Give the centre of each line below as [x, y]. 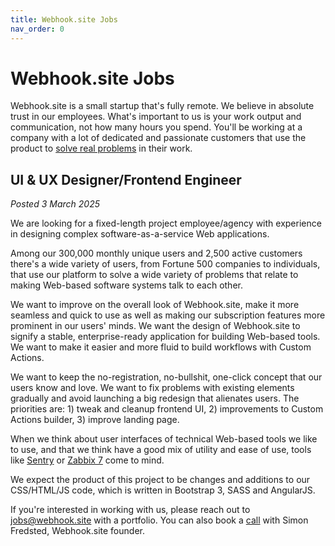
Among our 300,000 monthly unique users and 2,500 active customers [156, 253]
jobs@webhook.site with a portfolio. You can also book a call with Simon [159, 520]
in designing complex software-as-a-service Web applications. [140, 234]
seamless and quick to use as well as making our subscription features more [168, 315]
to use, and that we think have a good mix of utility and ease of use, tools [161, 450]
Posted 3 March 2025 [55, 204]
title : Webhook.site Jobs [64, 19]
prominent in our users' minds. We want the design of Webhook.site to [155, 326]
